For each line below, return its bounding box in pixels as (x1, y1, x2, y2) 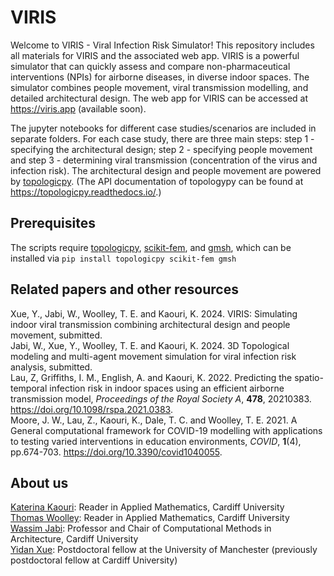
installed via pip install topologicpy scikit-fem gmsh (10, 252, 237, 264)
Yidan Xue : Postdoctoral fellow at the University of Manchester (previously (10, 544, 318, 556)
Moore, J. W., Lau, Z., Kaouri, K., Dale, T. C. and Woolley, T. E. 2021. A (10, 414, 298, 426)
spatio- (294, 371, 324, 383)
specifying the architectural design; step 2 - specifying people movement (10, 143, 313, 155)
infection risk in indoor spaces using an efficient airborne (49, 382, 285, 394)
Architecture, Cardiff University (10, 533, 139, 545)
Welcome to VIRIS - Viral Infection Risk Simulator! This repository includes (10, 39, 315, 51)
